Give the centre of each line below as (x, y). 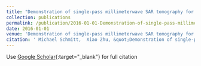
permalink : (20, 23)
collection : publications (38, 17)
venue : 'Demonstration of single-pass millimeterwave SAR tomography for (100, 34)
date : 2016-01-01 (28, 28)
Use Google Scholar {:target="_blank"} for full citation (72, 57)
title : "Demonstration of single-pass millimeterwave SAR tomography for (100, 12)
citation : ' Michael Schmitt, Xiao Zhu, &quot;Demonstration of (89, 40)
